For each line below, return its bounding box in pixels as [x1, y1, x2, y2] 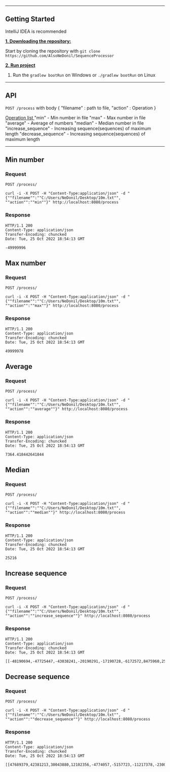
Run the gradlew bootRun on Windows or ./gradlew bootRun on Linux [12, 72, 156, 78]
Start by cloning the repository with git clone [5, 48, 100, 54]
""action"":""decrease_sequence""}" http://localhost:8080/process [5, 717, 151, 722]
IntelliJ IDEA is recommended [5, 28, 67, 34]
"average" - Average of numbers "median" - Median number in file [5, 120, 144, 126]
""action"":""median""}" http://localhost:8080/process [5, 510, 125, 515]
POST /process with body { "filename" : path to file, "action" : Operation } [5, 105, 156, 111]
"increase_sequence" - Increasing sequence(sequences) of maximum [5, 125, 151, 132]
